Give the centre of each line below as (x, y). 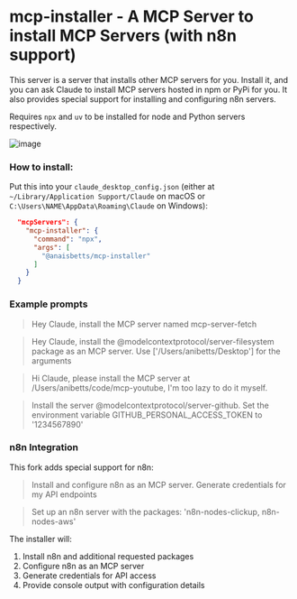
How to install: (41, 167)
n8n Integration (44, 447)
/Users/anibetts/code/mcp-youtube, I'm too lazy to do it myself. (149, 387)
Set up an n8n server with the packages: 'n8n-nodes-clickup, (145, 511)
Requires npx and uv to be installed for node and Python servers (127, 116)
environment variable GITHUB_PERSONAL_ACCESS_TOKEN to (147, 415)
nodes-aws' (54, 521)
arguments (51, 360)
